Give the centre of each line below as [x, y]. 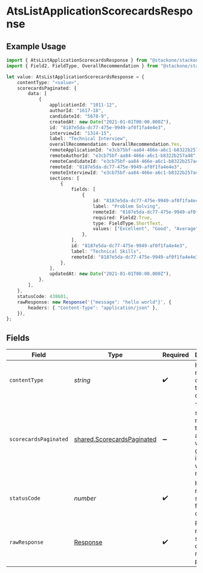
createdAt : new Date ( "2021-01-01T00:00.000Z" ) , [110, 122]
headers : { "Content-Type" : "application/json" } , [93, 308]
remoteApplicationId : [76, 150]
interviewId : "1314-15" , [81, 133]
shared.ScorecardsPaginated [115, 439]
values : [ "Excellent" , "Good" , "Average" [146, 229]
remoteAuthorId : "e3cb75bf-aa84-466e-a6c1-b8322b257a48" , [124, 156]
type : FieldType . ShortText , [128, 223]
